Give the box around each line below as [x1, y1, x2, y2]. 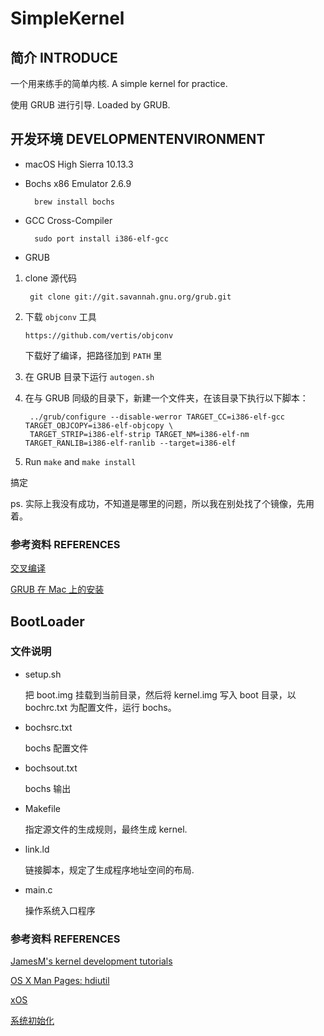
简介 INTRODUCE [10, 49, 118, 66]
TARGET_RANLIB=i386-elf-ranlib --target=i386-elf [24, 438, 237, 448]
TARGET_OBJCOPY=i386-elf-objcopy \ [24, 420, 174, 431]
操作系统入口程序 [24, 904, 96, 916]
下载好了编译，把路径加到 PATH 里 [24, 349, 163, 361]
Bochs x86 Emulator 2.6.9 [24, 177, 132, 189]
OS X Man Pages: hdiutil [10, 975, 110, 987]
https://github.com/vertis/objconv [24, 330, 174, 341]
